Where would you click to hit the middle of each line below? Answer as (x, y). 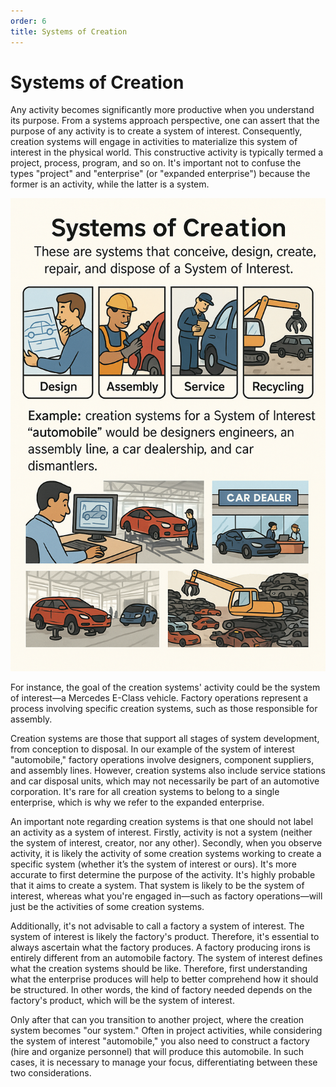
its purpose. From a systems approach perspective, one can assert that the (165, 121)
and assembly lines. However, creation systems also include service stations (168, 771)
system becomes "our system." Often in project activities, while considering (166, 1031)
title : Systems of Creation (69, 31)
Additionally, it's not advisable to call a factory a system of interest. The (157, 926)
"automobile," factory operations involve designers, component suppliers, (162, 760)
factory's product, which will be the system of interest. (122, 1001)
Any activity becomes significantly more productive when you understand (162, 110)
